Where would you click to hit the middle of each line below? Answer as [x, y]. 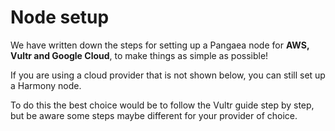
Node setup [60, 17]
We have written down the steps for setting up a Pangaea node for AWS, [160, 45]
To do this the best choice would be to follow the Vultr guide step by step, [162, 105]
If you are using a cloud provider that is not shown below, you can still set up [168, 75]
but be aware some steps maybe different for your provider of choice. [154, 115]
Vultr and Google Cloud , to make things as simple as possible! [139, 55]
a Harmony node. [46, 85]
